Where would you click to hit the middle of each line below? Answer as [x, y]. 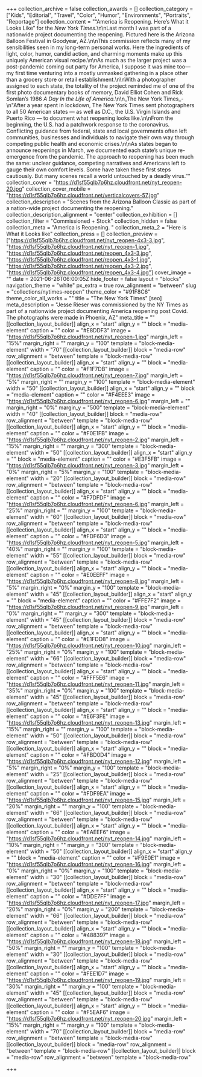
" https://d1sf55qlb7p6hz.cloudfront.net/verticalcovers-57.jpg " [83, 195]
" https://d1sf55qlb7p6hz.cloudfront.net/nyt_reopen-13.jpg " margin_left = [96, 723]
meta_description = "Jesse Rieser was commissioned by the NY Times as [97, 305]
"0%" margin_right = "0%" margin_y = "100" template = [75, 871]
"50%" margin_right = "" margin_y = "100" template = [73, 948]
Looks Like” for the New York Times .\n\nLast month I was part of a [89, 28]
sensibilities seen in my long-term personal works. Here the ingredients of [98, 47]
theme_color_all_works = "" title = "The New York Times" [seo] [84, 298]
